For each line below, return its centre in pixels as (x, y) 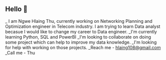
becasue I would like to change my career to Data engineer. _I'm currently (81, 31)
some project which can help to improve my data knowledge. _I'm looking (81, 42)
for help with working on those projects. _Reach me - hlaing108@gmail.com (83, 47)
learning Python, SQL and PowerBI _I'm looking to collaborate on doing (78, 37)
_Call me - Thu (20, 53)
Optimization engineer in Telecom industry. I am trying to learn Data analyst (83, 26)
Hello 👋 (16, 9)
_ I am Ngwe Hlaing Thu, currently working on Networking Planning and (79, 21)
